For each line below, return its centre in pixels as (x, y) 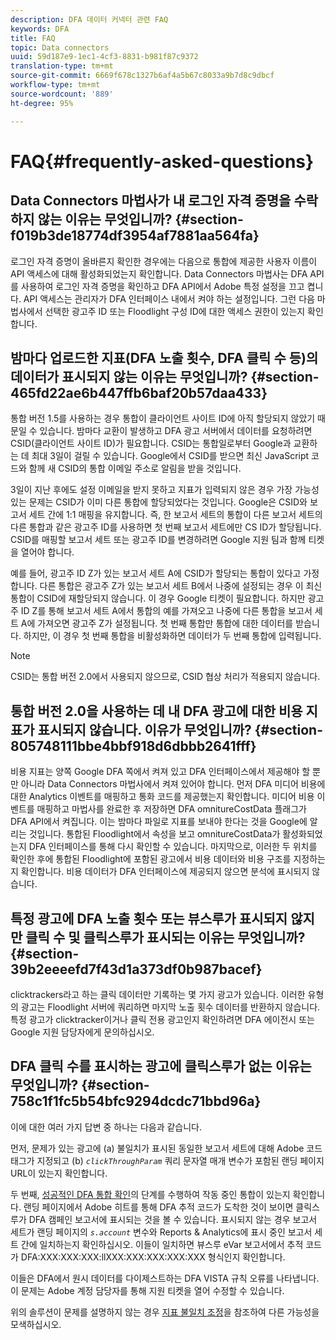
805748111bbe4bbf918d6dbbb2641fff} (133, 746)
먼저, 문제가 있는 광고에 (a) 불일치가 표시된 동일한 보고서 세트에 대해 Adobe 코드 (166, 1148)
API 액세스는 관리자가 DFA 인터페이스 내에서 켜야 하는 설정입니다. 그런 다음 (169, 298)
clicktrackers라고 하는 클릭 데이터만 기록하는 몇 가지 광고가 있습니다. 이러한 (158, 994)
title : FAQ (33, 38)
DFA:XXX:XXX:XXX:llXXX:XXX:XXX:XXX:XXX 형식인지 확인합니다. (153, 1257)
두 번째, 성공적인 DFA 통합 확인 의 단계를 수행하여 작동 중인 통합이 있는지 (150, 1194)
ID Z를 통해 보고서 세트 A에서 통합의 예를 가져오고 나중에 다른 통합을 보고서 (166, 611)
